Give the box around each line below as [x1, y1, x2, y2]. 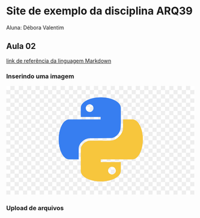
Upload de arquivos [6, 204, 64, 213]
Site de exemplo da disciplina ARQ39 [6, 4, 193, 18]
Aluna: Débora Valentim [6, 24, 64, 31]
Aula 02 [6, 41, 36, 51]
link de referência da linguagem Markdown [6, 57, 112, 64]
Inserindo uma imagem [6, 72, 75, 80]
